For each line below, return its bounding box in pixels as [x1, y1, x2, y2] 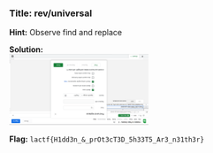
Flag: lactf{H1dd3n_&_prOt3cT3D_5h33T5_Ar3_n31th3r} [9, 134, 205, 144]
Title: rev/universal [9, 7, 93, 19]
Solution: [9, 44, 44, 55]
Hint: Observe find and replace [9, 27, 122, 38]
